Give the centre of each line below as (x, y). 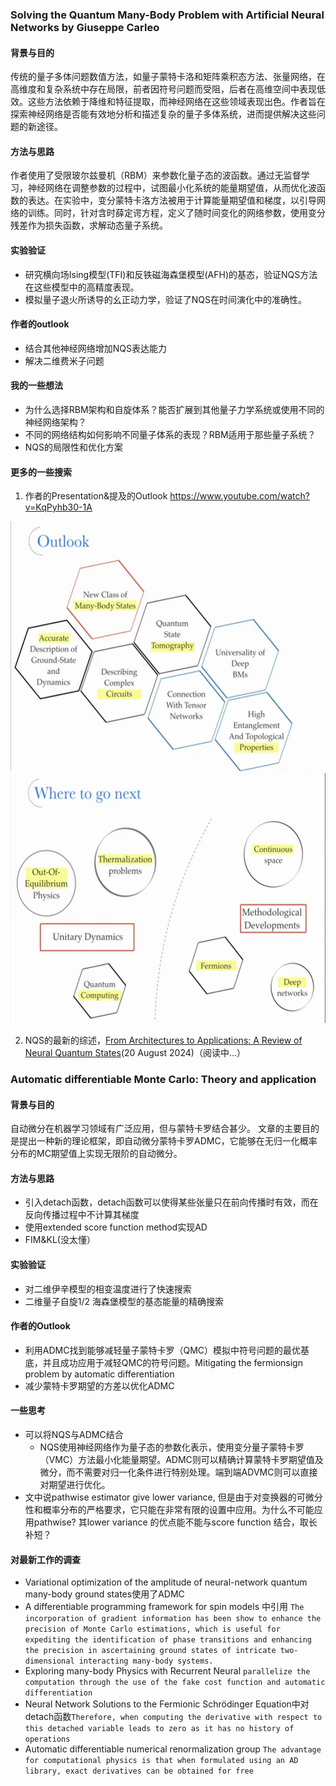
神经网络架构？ (55, 422)
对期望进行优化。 (75, 1485)
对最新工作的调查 (45, 1559)
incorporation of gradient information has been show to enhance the (173, 1619)
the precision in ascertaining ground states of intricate (150, 1651)
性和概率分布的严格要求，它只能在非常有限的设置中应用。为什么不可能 (169, 1510)
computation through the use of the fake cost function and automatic (175, 1683)
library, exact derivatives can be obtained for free (139, 1771)
